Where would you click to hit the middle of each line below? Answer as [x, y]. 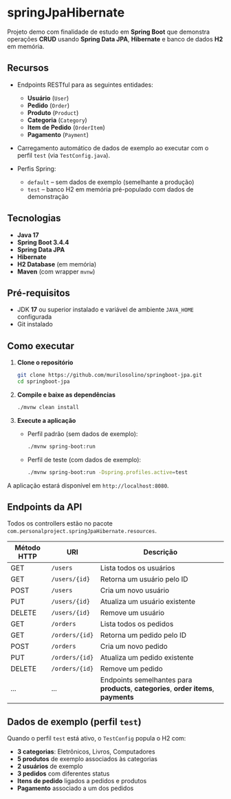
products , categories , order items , [157, 689]
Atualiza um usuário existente [148, 602]
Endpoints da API [45, 507]
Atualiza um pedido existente [147, 658]
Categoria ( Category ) [57, 120]
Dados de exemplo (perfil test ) [75, 722]
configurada [34, 317]
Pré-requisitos [39, 293]
